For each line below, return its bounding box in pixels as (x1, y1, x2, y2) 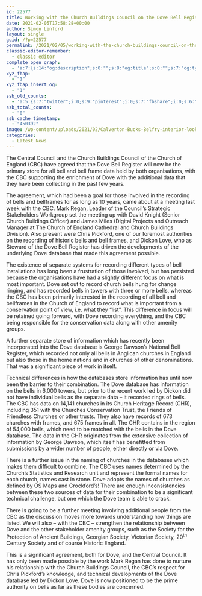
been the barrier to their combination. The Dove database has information (6, 381, 189, 388)
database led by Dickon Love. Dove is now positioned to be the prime (6, 577, 179, 584)
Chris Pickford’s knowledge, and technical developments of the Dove (6, 571, 177, 578)
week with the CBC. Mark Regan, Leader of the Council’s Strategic (6, 204, 171, 212)
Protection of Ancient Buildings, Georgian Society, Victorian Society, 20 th (6, 532, 188, 541)
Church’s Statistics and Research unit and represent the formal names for (6, 469, 188, 477)
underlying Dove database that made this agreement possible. (6, 249, 161, 256)
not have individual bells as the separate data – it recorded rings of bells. (6, 393, 186, 401)
